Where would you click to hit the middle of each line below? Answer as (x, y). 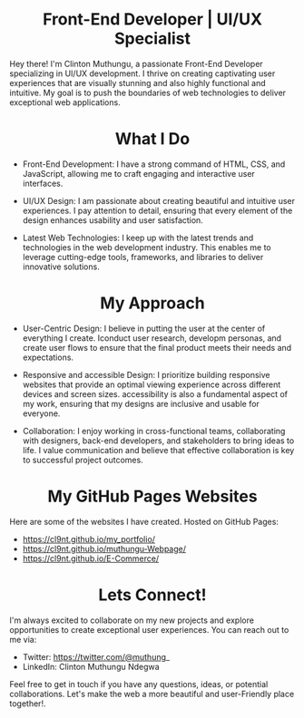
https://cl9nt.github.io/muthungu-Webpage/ (104, 548)
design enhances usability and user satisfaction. (113, 220)
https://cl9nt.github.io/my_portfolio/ (89, 538)
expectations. (48, 357)
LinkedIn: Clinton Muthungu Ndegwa (91, 666)
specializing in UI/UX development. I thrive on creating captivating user (142, 73)
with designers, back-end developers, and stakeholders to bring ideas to (158, 441)
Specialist (152, 39)
